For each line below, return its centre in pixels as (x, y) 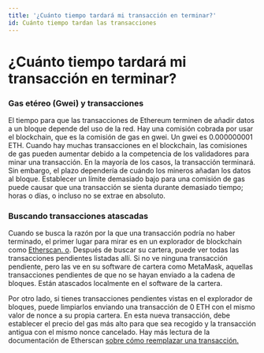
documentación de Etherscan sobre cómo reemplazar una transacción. (123, 340)
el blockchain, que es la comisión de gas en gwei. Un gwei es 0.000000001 (131, 137)
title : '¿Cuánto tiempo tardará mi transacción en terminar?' (112, 15)
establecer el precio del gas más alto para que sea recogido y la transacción (132, 324)
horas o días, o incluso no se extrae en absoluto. (87, 195)
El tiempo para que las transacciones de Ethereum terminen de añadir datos (131, 120)
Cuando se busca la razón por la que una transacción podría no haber (122, 233)
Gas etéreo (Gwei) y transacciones (76, 103)
